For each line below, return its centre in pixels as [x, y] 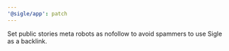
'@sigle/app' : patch [38, 14]
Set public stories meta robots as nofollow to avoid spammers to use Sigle [115, 34]
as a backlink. [27, 41]
